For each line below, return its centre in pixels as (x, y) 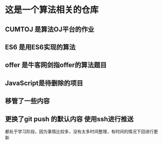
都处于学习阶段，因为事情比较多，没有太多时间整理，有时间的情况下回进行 (79, 131)
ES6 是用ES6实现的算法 (41, 47)
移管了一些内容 (27, 101)
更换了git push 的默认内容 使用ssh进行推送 (69, 119)
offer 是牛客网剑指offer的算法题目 (56, 65)
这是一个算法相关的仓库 (52, 10)
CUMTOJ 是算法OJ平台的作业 (50, 29)
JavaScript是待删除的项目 (44, 83)
